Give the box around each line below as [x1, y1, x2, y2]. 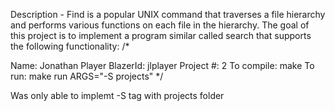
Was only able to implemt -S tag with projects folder [10, 90, 225, 101]
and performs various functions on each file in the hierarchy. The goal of [10, 19, 310, 31]
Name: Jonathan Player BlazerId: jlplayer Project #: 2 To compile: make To [10, 60, 315, 71]
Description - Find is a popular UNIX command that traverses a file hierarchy [10, 9, 326, 20]
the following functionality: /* [10, 40, 130, 52]
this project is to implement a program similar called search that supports [10, 30, 312, 41]
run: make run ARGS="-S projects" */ [10, 70, 164, 82]
